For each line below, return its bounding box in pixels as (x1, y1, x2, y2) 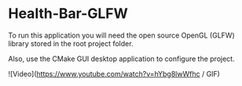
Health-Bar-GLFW (8, 5, 128, 23)
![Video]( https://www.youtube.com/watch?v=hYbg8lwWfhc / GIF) (8, 69, 220, 78)
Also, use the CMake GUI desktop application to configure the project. (8, 54, 235, 63)
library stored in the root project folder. (8, 38, 134, 48)
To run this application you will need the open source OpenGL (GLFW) (8, 30, 235, 40)
